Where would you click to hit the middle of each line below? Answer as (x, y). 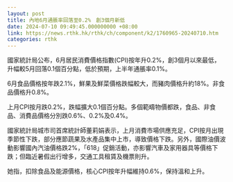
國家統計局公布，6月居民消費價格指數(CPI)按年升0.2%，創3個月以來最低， (114, 60)
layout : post (26, 14)
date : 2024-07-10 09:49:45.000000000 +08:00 (72, 26)
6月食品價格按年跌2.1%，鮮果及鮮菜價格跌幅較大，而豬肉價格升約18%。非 (113, 83)
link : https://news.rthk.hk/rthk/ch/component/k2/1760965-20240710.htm (113, 33)
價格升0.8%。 (33, 92)
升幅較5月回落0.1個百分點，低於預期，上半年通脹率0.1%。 (89, 69)
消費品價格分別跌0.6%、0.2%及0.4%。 (75, 116)
